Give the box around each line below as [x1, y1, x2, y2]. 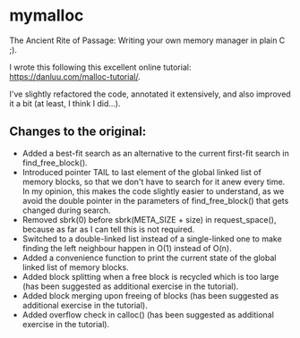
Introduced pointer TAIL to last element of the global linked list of [21, 166, 261, 177]
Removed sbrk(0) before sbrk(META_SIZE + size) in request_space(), [21, 214, 277, 224]
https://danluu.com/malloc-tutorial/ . [9, 71, 141, 81]
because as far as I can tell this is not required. [21, 224, 195, 234]
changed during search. [21, 205, 111, 215]
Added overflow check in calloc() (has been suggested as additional [21, 309, 275, 320]
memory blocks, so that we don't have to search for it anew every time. [21, 176, 286, 187]
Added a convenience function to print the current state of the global [21, 252, 277, 263]
